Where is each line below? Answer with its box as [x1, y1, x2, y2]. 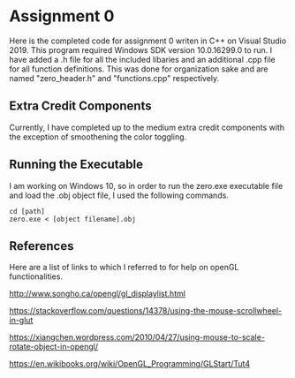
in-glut [9, 315, 34, 326]
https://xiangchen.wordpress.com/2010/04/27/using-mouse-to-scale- [9, 332, 265, 343]
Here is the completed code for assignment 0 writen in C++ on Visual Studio [9, 35, 287, 46]
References [9, 238, 74, 253]
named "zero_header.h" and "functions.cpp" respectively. [9, 72, 220, 83]
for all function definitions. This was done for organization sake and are [9, 64, 269, 74]
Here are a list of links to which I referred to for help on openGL [9, 262, 239, 273]
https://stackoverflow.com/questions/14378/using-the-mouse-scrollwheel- [9, 306, 283, 316]
